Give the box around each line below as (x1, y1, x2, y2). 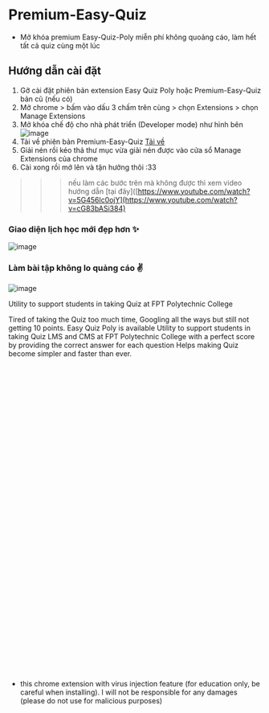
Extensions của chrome (19, 154, 98, 163)
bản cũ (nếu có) (19, 94, 73, 104)
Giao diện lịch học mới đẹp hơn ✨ (8, 223, 140, 235)
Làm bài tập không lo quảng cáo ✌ (8, 262, 144, 273)
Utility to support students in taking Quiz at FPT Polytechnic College (8, 299, 234, 309)
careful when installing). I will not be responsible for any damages (19, 687, 238, 697)
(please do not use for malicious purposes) (19, 696, 163, 706)
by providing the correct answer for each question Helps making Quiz (8, 340, 239, 350)
